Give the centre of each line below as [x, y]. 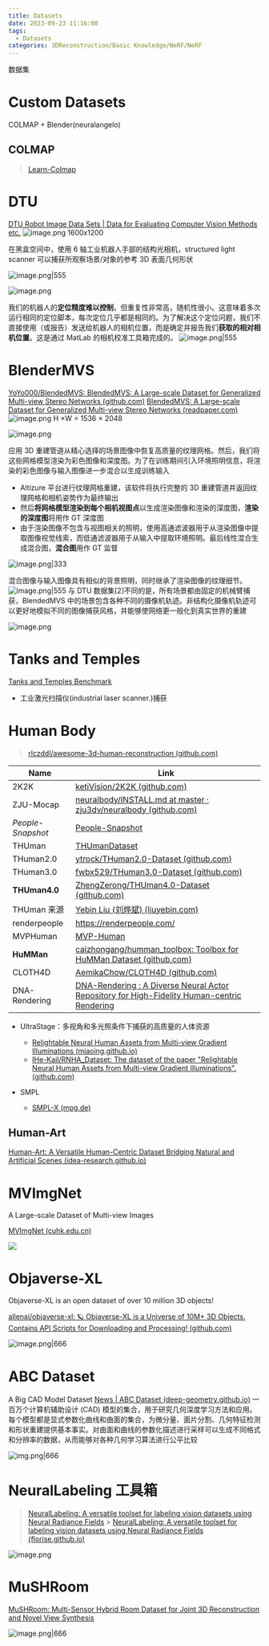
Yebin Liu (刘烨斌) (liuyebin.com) [137, 909]
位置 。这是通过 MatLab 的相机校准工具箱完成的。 [96, 337]
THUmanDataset [107, 846]
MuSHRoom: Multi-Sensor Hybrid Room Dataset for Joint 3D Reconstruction [134, 1609]
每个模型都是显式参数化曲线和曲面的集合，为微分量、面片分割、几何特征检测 [134, 1419]
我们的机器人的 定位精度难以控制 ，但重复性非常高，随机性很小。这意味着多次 [134, 307]
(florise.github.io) [56, 1539]
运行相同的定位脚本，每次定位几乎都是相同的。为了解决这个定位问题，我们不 [134, 317]
